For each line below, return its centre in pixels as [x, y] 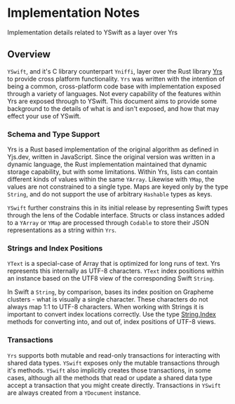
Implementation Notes [74, 13]
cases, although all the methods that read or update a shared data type [110, 377]
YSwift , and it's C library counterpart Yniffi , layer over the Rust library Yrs [115, 71]
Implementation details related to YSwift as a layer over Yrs [92, 32]
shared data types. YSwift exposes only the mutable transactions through [113, 363]
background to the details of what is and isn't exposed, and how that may [113, 108]
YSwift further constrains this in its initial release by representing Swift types [118, 208]
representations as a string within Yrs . [62, 230]
